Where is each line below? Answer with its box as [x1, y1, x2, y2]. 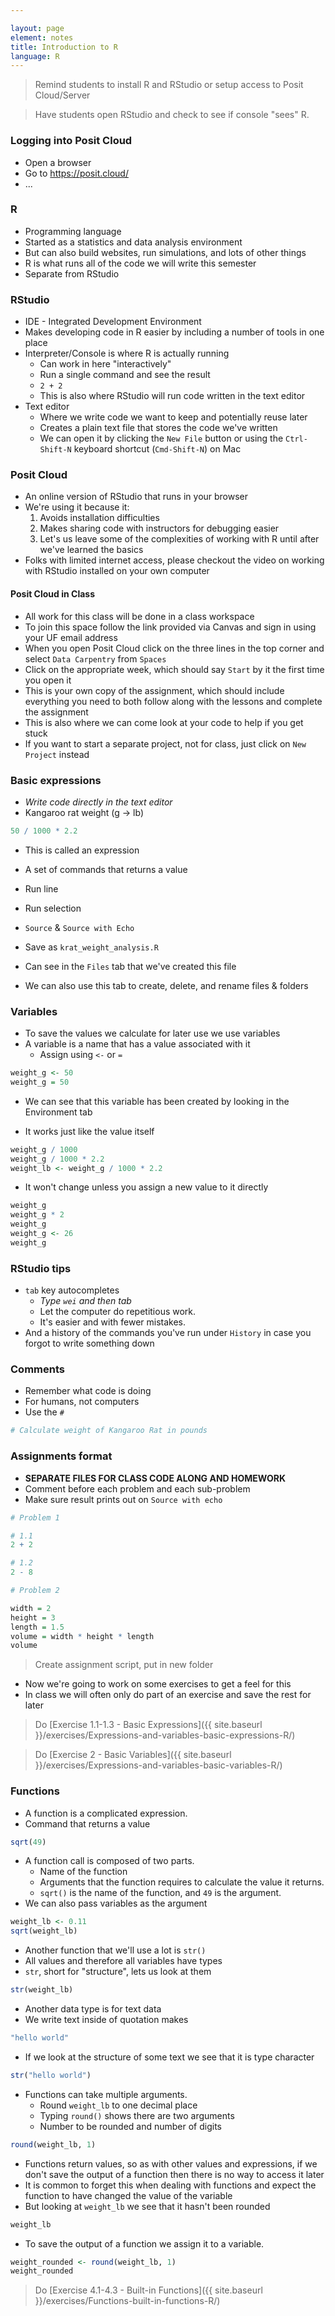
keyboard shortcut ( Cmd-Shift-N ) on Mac [73, 443, 242, 455]
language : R [10, 51, 60, 61]
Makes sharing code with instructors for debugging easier [39, 522, 280, 535]
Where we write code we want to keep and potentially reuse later [39, 411, 308, 423]
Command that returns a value [24, 1817, 151, 1830]
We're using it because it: [24, 501, 130, 513]
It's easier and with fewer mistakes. [39, 1316, 187, 1328]
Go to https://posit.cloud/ [24, 167, 129, 179]
